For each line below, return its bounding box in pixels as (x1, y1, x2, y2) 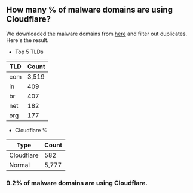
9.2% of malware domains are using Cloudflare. (6, 179, 148, 187)
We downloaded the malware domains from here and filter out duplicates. (6, 30, 188, 37)
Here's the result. (6, 36, 49, 44)
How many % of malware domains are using (6, 5, 173, 15)
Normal (9, 161, 30, 169)
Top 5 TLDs (14, 48, 44, 55)
